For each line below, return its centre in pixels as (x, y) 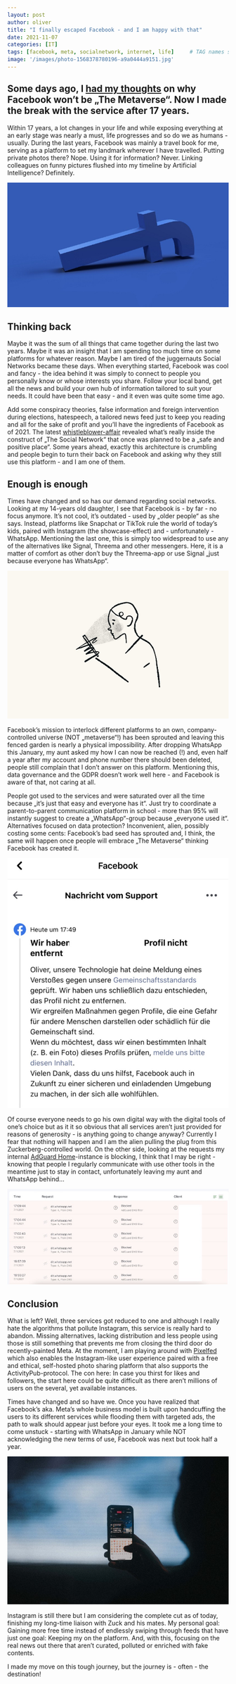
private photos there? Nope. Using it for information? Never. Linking (105, 158)
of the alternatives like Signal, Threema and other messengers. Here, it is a (115, 546)
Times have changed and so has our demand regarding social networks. (112, 501)
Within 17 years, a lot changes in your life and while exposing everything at (115, 127)
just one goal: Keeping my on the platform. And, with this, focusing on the (113, 1638)
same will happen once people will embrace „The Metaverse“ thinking (108, 841)
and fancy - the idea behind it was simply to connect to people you (104, 374)
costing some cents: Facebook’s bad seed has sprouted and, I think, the (111, 834)
